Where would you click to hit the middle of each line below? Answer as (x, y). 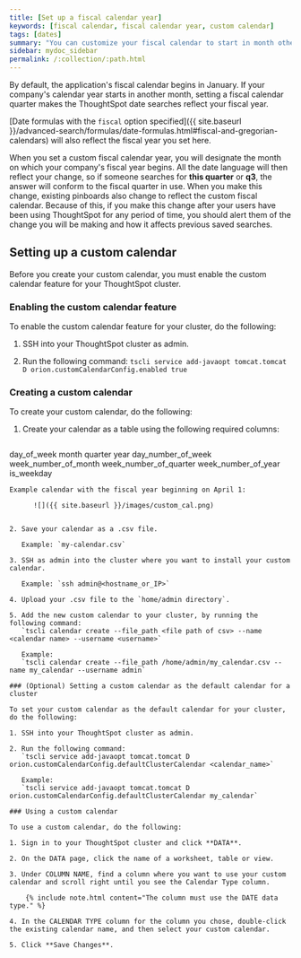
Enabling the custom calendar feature (93, 307)
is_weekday (31, 474)
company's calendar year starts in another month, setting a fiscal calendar (146, 94)
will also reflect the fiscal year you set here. (131, 140)
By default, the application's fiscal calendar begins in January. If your (137, 85)
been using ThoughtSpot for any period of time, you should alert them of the (150, 215)
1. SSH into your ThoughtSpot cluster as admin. (102, 733)
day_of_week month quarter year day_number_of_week (111, 455)
